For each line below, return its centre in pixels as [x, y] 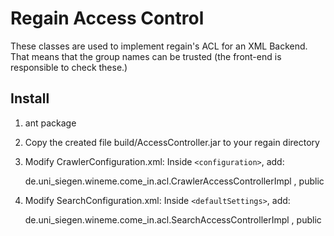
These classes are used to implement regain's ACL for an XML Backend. [159, 46]
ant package [50, 123]
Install [30, 98]
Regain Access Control [107, 18]
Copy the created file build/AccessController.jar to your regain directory [172, 142]
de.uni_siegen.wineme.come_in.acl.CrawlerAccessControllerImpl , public [174, 181]
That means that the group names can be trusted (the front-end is [146, 56]
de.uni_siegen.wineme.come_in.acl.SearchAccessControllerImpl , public [173, 219]
